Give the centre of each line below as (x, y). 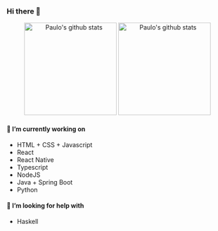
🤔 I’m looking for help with (45, 206)
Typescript (32, 167)
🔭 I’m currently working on (46, 129)
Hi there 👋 (24, 11)
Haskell (27, 221)
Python (27, 189)
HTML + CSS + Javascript (54, 144)
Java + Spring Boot (45, 182)
